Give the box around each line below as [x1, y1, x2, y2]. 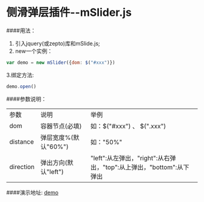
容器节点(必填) [40, 122, 82, 130]
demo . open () [6, 83, 36, 89]
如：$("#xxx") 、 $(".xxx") [90, 122, 166, 130]
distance [9, 138, 35, 146]
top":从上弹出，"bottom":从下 [105, 162, 189, 171]
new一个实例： [15, 47, 53, 55]
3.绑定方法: [6, 71, 35, 78]
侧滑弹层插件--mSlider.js [6, 5, 132, 19]
